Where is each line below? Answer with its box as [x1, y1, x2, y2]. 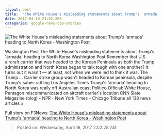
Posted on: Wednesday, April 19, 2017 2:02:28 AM [16, 125, 117, 131]
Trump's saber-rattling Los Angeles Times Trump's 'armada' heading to [5, 80, 148, 86]
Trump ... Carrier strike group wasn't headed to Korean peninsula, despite [5, 75, 152, 80]
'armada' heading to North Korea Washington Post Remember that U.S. [5, 54, 147, 60]
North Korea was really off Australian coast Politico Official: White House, [5, 85, 151, 91]
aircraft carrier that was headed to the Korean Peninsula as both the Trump [5, 59, 155, 65]
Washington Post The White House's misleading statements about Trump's [5, 49, 155, 55]
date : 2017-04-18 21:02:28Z [5, 16, 62, 21]
